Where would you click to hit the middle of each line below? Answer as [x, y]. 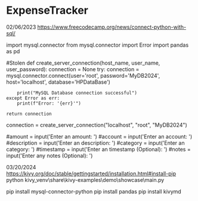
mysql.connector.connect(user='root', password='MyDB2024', [83, 75]
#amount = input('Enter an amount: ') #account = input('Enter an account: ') [99, 136]
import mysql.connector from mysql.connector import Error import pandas [98, 45]
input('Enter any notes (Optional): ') [49, 156]
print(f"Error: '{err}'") [49, 103]
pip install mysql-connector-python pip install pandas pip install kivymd [94, 191]
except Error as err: [33, 98]
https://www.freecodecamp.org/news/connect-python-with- [112, 27]
